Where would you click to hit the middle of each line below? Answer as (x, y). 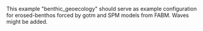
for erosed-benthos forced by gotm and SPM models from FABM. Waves (98, 15)
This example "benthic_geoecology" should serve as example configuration (102, 9)
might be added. (27, 22)
